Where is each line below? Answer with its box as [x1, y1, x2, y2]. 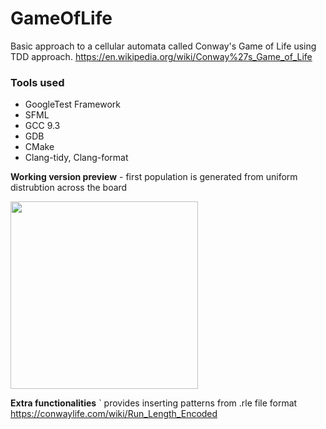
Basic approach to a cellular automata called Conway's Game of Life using [10, 40, 317, 52]
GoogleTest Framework [24, 98, 122, 111]
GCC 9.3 [24, 120, 61, 132]
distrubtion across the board [10, 182, 128, 194]
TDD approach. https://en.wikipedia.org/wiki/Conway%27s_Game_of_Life [10, 50, 313, 62]
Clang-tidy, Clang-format [24, 152, 129, 164]
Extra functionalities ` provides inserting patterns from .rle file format [10, 397, 298, 409]
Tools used [10, 75, 65, 89]
